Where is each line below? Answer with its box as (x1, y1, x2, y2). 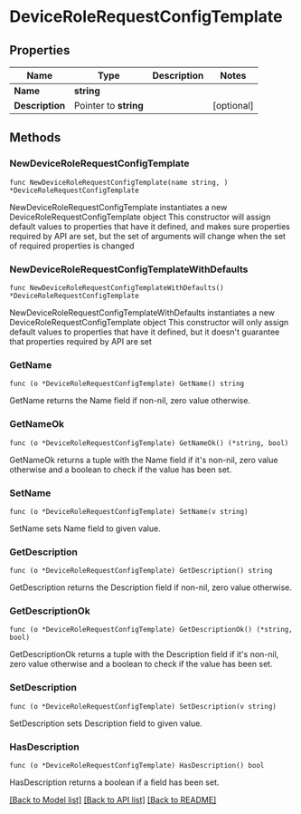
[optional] (212, 100, 255, 111)
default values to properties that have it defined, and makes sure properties (9, 220, 291, 232)
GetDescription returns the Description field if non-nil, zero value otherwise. (9, 582, 292, 593)
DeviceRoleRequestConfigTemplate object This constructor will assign (9, 211, 271, 222)
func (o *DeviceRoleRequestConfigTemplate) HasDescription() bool (9, 761, 265, 770)
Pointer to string (73, 100, 144, 111)
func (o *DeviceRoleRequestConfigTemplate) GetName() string (9, 379, 245, 389)
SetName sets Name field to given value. (9, 523, 161, 534)
